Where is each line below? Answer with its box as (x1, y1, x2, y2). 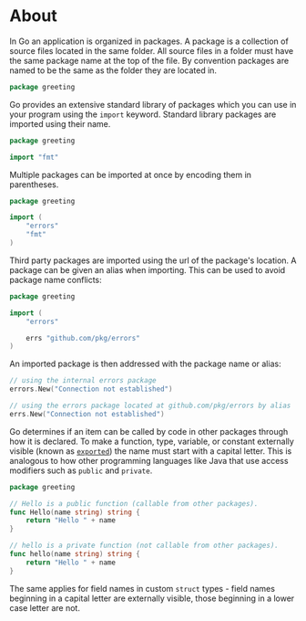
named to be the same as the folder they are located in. (9, 65, 217, 76)
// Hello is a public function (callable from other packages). (9, 499, 259, 508)
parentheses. (9, 179, 59, 190)
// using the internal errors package (9, 376, 157, 385)
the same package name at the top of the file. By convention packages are (9, 55, 290, 66)
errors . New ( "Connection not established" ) (9, 384, 173, 394)
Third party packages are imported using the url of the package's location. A (9, 255, 297, 266)
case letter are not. (9, 602, 80, 613)
